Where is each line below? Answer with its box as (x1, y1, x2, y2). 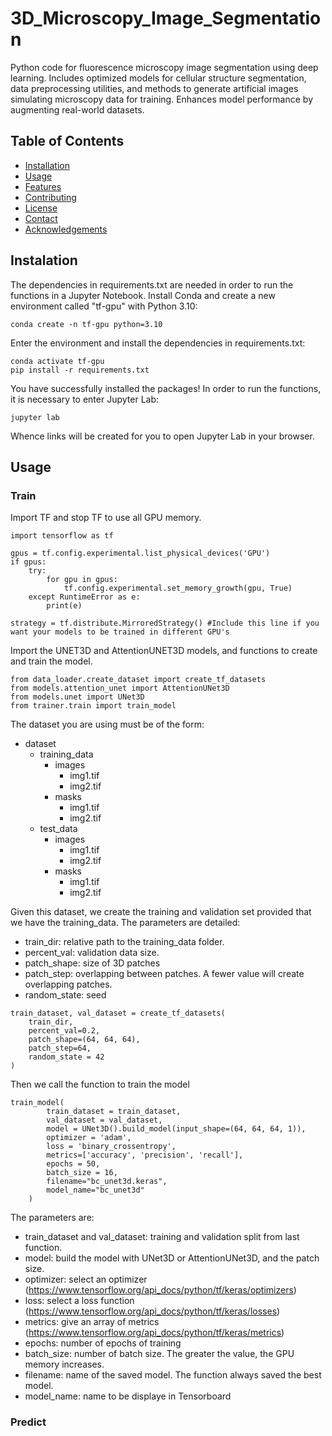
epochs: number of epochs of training (24, 1337, 182, 1349)
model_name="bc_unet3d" (46, 1185, 145, 1196)
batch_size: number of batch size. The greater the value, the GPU (24, 1348, 295, 1360)
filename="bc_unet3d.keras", (46, 1177, 168, 1187)
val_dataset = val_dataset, (46, 1115, 163, 1126)
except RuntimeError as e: (28, 592, 141, 602)
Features (24, 180, 62, 192)
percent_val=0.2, (28, 1026, 101, 1036)
